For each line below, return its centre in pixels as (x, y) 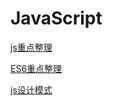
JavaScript (56, 18)
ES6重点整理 (36, 68)
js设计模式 (31, 89)
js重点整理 (31, 47)
